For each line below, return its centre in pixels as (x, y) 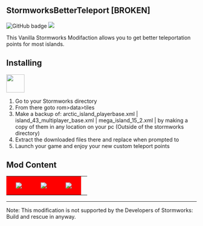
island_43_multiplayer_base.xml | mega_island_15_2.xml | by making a (101, 120)
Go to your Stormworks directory (56, 101)
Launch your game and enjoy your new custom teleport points (92, 146)
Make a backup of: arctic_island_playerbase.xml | (76, 114)
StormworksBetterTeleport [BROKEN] (78, 11)
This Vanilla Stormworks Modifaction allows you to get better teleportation (98, 37)
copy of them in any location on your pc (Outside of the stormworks (99, 126)
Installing (24, 63)
